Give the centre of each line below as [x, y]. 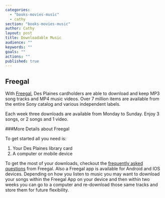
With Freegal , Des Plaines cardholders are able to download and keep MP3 [82, 94]
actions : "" [18, 56]
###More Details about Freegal [37, 129]
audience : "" [19, 43]
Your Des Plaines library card [42, 148]
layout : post [19, 33]
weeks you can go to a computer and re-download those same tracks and [81, 185]
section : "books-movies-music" [38, 24]
